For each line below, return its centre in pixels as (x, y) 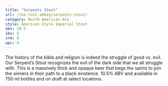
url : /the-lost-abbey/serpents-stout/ (46, 15)
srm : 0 (12, 38)
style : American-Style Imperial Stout (46, 24)
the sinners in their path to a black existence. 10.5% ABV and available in (81, 73)
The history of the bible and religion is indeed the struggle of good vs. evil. (83, 57)
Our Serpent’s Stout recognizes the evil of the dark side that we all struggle (84, 62)
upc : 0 (12, 43)
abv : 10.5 (16, 29)
